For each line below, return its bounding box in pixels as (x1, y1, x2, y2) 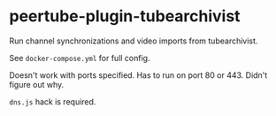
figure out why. (9, 79, 65, 89)
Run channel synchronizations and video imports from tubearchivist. (9, 35, 258, 46)
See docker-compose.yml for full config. (9, 52, 150, 63)
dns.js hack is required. (9, 96, 96, 107)
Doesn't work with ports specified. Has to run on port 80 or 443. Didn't (9, 69, 268, 81)
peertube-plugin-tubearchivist (9, 6, 241, 27)
